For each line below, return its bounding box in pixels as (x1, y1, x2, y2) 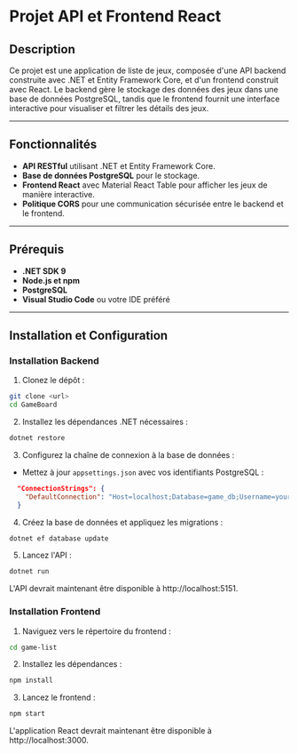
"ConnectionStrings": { (17, 484, 105, 493)
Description (9, 42, 75, 57)
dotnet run (9, 567, 50, 576)
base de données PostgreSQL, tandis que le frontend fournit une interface (9, 93, 280, 104)
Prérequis (9, 242, 65, 257)
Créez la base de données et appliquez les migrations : (21, 517, 223, 527)
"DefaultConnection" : (25, 492, 105, 501)
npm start (9, 710, 46, 718)
